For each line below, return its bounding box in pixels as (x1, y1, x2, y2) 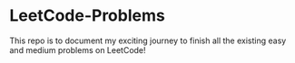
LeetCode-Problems (9, 5, 165, 26)
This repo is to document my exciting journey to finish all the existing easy (9, 35, 287, 46)
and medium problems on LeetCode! (9, 44, 147, 55)
